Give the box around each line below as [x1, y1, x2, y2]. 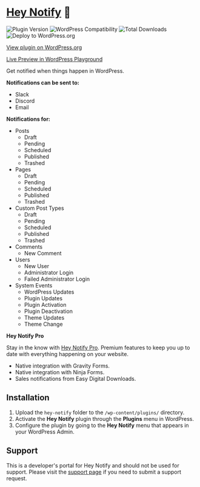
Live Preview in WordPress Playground [6, 55, 103, 62]
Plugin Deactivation [24, 307, 73, 315]
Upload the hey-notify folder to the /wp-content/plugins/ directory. [15, 409, 185, 416]
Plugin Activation [24, 301, 67, 308]
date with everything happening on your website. [6, 350, 129, 357]
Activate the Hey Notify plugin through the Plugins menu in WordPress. [15, 415, 195, 422]
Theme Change [24, 320, 63, 327]
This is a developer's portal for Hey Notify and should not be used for [6, 462, 180, 469]
